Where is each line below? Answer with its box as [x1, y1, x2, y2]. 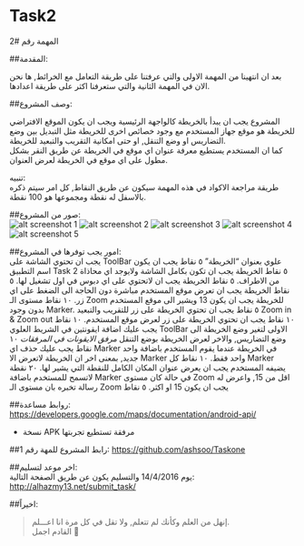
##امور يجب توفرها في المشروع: [9, 246, 122, 257]
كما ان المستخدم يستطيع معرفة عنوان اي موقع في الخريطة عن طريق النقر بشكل [9, 145, 283, 156]
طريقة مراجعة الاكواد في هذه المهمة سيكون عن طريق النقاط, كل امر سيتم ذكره [9, 181, 279, 192]
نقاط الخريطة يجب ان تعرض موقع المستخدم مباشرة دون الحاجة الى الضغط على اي [9, 284, 290, 296]
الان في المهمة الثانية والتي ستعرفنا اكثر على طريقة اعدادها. [9, 80, 211, 91]
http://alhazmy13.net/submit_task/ [9, 480, 136, 491]
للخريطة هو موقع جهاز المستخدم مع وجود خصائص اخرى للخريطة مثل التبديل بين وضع [9, 125, 295, 136]
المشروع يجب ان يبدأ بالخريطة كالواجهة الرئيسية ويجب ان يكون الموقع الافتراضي [9, 116, 280, 126]
